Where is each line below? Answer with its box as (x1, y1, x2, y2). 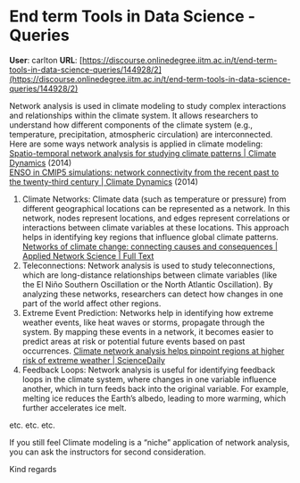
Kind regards (9, 463, 57, 474)
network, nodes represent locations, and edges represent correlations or (21, 212, 290, 223)
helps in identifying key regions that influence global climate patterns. (21, 231, 279, 242)
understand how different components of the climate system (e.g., (9, 119, 253, 130)
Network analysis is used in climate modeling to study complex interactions (9, 100, 287, 111)
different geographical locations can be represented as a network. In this (21, 203, 290, 213)
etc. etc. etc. (9, 420, 55, 430)
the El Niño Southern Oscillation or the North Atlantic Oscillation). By (21, 279, 274, 289)
